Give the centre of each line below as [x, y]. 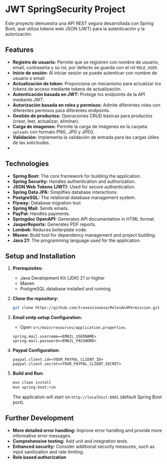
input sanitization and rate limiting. [48, 452]
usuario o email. [29, 78]
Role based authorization [39, 457]
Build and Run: [28, 373]
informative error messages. [42, 436]
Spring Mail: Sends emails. [41, 208]
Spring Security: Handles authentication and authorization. [74, 181]
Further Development [40, 418]
